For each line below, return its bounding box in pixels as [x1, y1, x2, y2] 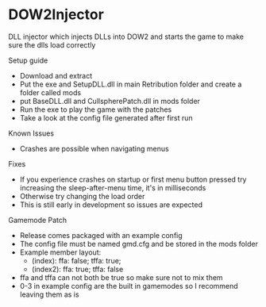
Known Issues [8, 129, 54, 138]
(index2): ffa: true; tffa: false [31, 264, 124, 274]
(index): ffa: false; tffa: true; [31, 255, 121, 265]
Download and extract [19, 71, 93, 80]
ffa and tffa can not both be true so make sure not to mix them [19, 272, 224, 282]
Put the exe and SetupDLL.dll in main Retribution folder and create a [19, 79, 242, 89]
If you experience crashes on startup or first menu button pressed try [19, 175, 247, 184]
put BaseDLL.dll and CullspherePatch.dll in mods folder [19, 96, 201, 106]
